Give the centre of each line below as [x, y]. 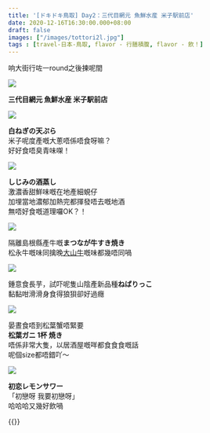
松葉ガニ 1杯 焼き [35, 336]
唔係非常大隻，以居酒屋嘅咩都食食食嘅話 [73, 345]
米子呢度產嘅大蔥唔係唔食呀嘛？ [60, 141]
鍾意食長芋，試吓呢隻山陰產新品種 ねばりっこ [80, 284]
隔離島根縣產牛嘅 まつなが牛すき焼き [67, 243]
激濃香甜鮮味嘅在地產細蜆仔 [53, 192]
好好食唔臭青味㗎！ [39, 151]
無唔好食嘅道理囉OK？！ [48, 211]
